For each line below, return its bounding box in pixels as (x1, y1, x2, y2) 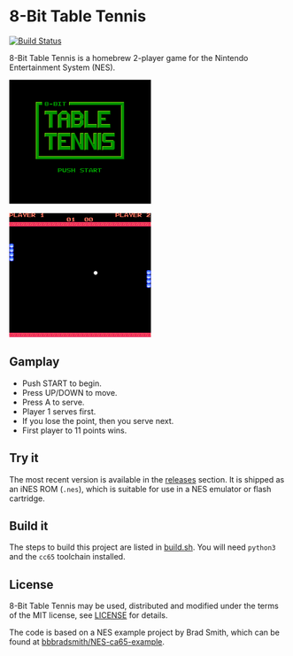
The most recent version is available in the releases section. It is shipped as (9, 474, 285, 484)
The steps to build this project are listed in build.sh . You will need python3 (9, 542, 276, 552)
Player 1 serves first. (21, 405, 96, 417)
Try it (9, 451, 39, 466)
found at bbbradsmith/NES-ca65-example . (9, 637, 166, 647)
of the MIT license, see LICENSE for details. (9, 610, 168, 621)
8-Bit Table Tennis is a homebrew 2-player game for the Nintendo (9, 52, 249, 63)
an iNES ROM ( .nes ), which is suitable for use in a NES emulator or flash (9, 483, 272, 494)
